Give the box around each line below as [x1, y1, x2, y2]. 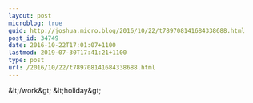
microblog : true [8, 19, 62, 27]
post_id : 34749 [8, 34, 59, 42]
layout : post [8, 11, 52, 20]
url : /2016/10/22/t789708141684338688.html [8, 64, 156, 72]
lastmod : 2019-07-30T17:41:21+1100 [8, 49, 127, 57]
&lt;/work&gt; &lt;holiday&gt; [8, 85, 102, 95]
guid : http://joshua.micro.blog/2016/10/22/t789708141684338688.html [8, 26, 246, 34]
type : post [8, 57, 45, 65]
